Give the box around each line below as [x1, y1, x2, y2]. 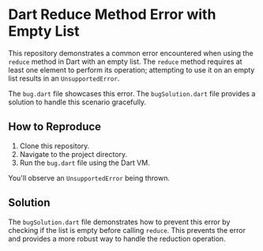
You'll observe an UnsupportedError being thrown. [8, 173, 171, 182]
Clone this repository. [19, 140, 90, 151]
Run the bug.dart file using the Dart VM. [19, 158, 150, 167]
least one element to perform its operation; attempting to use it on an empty [8, 65, 255, 74]
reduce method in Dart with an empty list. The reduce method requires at [8, 57, 242, 66]
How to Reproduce [8, 120, 101, 133]
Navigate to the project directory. [19, 149, 128, 159]
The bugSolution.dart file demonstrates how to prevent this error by [8, 217, 231, 227]
